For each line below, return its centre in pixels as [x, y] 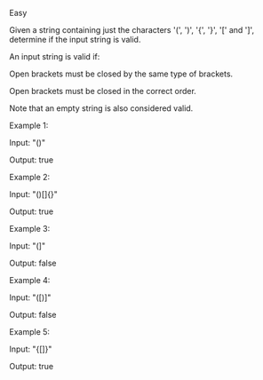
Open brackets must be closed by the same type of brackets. [121, 74]
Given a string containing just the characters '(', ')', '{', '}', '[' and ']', [132, 30]
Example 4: [30, 280]
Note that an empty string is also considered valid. [101, 108]
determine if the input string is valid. [75, 40]
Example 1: [29, 125]
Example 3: [30, 229]
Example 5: [30, 332]
